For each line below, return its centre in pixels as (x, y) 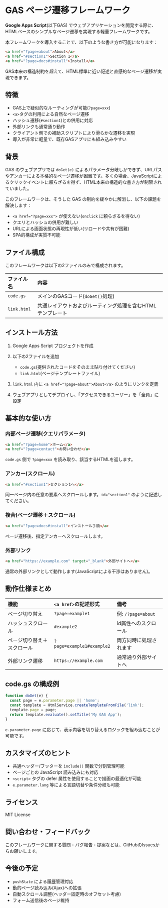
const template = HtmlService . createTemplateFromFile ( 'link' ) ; (77, 705)
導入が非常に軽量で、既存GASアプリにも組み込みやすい (69, 139)
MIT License (18, 815)
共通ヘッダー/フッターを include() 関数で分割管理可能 (68, 766)
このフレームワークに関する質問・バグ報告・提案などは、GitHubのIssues (80, 845)
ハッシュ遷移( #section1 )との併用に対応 (53, 121)
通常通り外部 (132, 657)
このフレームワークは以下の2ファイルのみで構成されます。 (65, 265)
